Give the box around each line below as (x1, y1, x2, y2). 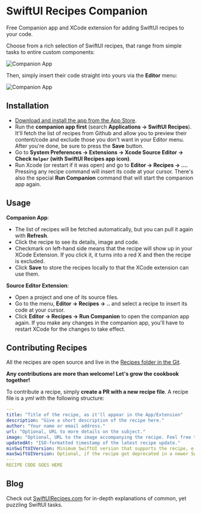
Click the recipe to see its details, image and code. (14, 238, 139, 246)
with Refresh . (14, 232, 49, 239)
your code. (6, 30, 33, 37)
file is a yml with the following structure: (6, 395, 105, 402)
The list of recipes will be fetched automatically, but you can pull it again (14, 225, 193, 232)
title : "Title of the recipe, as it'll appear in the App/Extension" (6, 412, 184, 418)
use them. (14, 270, 40, 277)
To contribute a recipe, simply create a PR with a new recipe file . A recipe (6, 389, 188, 396)
